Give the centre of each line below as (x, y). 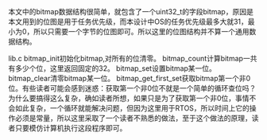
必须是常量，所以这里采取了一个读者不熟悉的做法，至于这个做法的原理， (133, 118)
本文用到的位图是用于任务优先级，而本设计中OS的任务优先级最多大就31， (128, 21)
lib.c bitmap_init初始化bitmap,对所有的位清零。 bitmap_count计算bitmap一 (129, 58)
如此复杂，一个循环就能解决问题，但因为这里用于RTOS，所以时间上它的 (132, 108)
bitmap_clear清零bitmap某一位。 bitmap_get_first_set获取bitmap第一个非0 (130, 78)
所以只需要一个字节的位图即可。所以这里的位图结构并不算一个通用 (141, 31)
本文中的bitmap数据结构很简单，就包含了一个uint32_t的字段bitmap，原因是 (131, 12)
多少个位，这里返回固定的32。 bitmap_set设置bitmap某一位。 (116, 68)
